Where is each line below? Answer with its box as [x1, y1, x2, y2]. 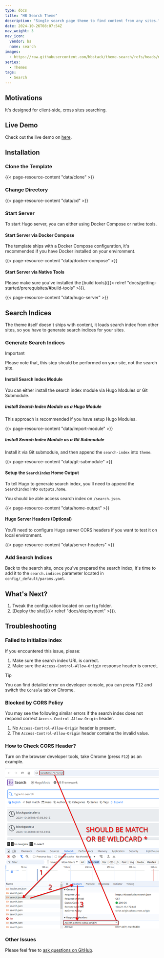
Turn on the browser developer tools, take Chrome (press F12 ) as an [5, 754, 142, 759]
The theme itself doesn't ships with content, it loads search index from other [5, 322, 159, 328]
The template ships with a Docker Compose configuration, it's [5, 243, 130, 249]
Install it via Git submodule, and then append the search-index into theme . [5, 449, 152, 455]
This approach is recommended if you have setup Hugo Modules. [5, 416, 137, 422]
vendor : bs [9, 39, 32, 44]
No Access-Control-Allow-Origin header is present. [12, 725, 116, 731]
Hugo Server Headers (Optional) [5, 516, 72, 522]
